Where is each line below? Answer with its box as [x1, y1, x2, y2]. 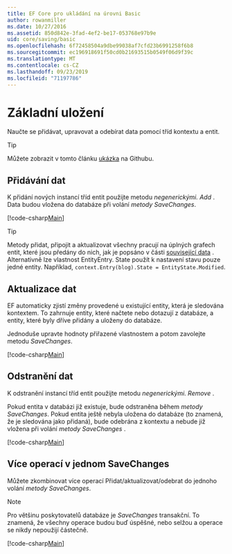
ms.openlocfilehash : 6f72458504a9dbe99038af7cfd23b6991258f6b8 [7, 42, 194, 49]
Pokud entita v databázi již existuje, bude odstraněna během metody [7, 402, 203, 410]
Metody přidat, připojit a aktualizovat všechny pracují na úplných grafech [7, 241, 216, 249]
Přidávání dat [7, 174, 66, 186]
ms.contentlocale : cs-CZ [7, 62, 79, 69]
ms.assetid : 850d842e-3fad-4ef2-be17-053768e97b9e [7, 29, 157, 37]
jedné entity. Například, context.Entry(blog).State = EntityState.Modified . [7, 263, 226, 271]
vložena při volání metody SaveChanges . [7, 424, 126, 433]
